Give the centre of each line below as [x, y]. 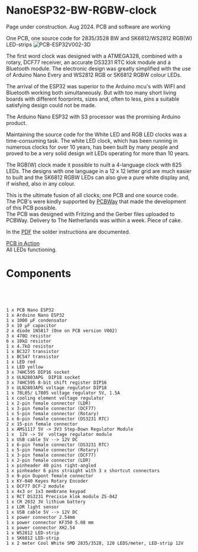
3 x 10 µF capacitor [32, 325]
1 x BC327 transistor [33, 351]
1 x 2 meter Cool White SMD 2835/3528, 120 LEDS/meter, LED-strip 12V [95, 543]
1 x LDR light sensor [33, 507]
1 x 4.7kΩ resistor [30, 346]
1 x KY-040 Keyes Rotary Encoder [47, 481]
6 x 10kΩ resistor [29, 341]
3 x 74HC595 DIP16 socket [38, 372]
